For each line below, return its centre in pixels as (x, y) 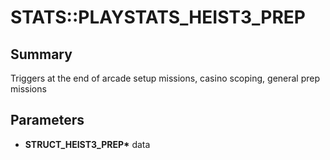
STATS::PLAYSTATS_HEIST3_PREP (158, 17)
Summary (41, 54)
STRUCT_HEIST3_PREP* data (87, 144)
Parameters (47, 120)
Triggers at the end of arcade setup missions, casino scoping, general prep (165, 78)
